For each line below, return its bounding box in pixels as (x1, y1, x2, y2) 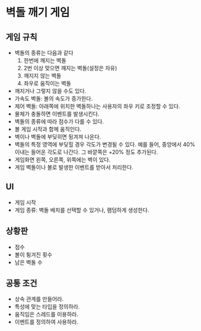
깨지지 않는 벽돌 (23, 72, 62, 79)
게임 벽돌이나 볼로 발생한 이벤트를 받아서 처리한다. (14, 164, 133, 171)
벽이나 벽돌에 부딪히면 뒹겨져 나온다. (14, 133, 101, 140)
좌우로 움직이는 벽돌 (23, 80, 71, 87)
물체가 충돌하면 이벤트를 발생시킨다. (14, 111, 100, 117)
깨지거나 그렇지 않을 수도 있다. (14, 87, 86, 95)
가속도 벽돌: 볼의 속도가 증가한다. (14, 95, 93, 102)
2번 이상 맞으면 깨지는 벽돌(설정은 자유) (23, 65, 118, 71)
